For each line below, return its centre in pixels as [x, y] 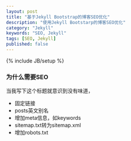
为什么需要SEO [27, 77]
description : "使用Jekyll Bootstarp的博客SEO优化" [66, 22]
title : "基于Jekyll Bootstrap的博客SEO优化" [58, 17]
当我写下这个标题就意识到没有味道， [50, 91]
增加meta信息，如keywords [48, 118]
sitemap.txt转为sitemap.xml [48, 125]
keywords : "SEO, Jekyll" [36, 33]
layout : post [22, 11]
